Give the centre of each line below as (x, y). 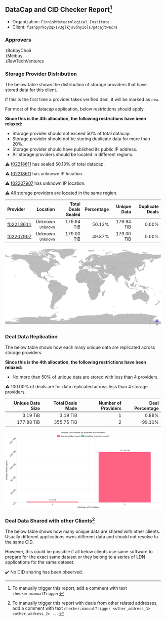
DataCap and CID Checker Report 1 (59, 9)
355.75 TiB (66, 422)
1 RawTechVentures (25, 61)
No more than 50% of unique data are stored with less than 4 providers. (85, 377)
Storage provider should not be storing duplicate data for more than (81, 139)
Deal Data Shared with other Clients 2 (50, 520)
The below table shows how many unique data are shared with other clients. (83, 531)
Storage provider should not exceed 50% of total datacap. (71, 134)
